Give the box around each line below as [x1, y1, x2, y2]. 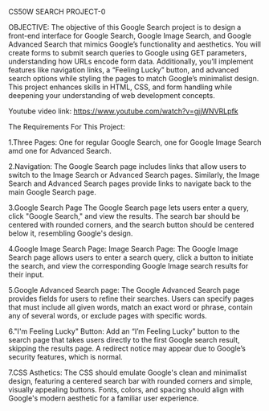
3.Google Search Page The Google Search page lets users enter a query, [8, 203, 249, 212]
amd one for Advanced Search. [8, 146, 112, 155]
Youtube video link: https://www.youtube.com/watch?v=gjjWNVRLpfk [8, 106, 238, 116]
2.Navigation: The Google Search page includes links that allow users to [8, 162, 247, 171]
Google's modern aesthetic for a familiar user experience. [8, 393, 199, 403]
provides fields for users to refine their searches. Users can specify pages [8, 294, 255, 303]
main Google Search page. [8, 187, 96, 196]
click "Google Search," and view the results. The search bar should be [8, 212, 241, 220]
